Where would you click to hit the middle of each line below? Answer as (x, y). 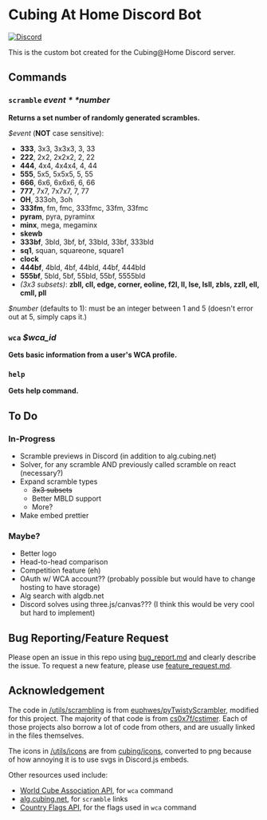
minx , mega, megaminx (59, 224)
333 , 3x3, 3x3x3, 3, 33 (57, 149)
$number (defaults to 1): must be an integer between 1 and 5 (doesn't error (131, 308)
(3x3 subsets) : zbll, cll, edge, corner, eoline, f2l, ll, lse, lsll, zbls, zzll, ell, (139, 284)
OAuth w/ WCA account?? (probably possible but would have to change (137, 579)
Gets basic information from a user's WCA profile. (93, 355)
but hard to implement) (57, 613)
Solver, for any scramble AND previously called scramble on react (128, 464)
